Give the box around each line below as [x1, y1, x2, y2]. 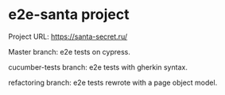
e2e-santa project [8, 6, 130, 24]
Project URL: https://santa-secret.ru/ [8, 32, 128, 41]
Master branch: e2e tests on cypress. [8, 47, 131, 56]
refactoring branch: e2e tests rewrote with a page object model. [8, 78, 218, 87]
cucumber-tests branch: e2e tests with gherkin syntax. [8, 62, 188, 72]
